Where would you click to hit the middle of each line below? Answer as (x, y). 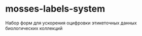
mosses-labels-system (55, 9)
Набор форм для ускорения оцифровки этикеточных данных (71, 23)
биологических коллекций (34, 28)
